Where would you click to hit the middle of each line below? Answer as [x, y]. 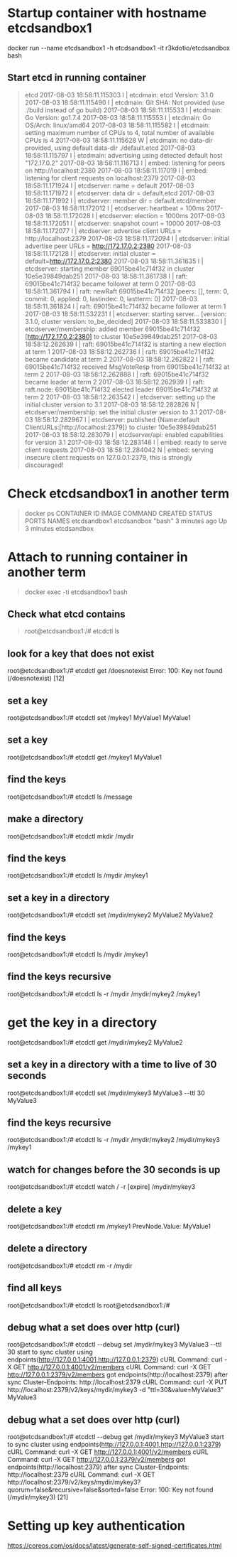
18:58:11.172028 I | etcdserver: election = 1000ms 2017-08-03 [135, 215]
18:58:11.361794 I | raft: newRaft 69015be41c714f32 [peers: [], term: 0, [127, 291]
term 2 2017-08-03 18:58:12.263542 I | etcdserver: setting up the [120, 397]
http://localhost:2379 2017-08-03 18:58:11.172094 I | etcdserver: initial [127, 238]
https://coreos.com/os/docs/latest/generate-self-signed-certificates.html [115, 1546]
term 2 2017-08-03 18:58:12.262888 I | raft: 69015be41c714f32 [117, 374]
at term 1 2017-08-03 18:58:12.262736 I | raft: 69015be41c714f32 [120, 351]
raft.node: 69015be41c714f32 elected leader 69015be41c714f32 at [121, 389]
